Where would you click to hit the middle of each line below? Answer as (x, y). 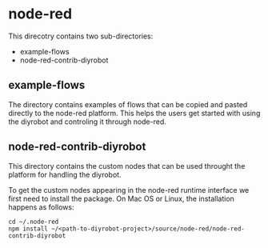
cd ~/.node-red (34, 222)
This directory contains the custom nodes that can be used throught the (127, 166)
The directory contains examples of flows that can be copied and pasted (128, 104)
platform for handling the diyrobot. (65, 174)
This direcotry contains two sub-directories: (81, 36)
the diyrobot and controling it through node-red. (87, 122)
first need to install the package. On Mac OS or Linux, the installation (121, 198)
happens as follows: (41, 207)
